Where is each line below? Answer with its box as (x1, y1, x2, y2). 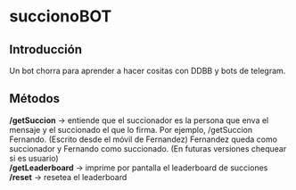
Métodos (9, 91, 61, 106)
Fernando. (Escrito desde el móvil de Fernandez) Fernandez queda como (9, 134, 278, 145)
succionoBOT (9, 6, 112, 27)
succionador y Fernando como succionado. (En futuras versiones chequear (9, 143, 287, 153)
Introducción (9, 42, 83, 57)
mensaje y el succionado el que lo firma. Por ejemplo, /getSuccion (9, 124, 253, 135)
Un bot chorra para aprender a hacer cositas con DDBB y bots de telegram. (9, 65, 286, 76)
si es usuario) (9, 153, 60, 163)
